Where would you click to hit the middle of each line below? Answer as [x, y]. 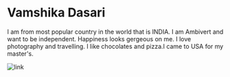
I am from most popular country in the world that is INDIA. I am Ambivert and [115, 32]
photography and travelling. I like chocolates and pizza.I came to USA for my [115, 46]
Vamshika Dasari [56, 13]
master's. [21, 54]
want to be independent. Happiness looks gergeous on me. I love [99, 38]
